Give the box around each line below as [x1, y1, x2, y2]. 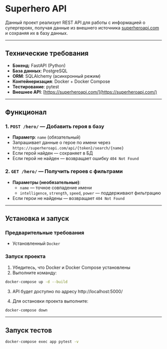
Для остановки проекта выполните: [12, 298, 88, 304]
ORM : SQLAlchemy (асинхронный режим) [12, 73, 101, 79]
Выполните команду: [12, 270, 57, 276]
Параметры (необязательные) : [12, 179, 81, 185]
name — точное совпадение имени [19, 184, 92, 190]
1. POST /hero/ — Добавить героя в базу [5, 123, 104, 130]
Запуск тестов [5, 326, 52, 335]
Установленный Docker [12, 240, 61, 247]
